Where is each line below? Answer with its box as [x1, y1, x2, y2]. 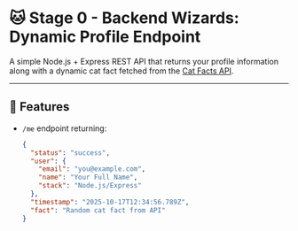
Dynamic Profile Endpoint [9, 27, 201, 47]
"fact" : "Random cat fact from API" [30, 205, 166, 215]
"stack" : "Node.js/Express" [38, 181, 142, 190]
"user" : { [30, 157, 67, 166]
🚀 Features [9, 99, 70, 114]
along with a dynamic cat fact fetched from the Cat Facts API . [9, 65, 234, 76]
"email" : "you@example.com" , [38, 165, 146, 173]
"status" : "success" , [30, 148, 111, 158]
